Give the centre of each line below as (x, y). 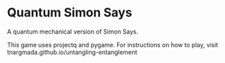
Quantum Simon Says (70, 13)
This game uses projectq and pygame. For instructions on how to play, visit (113, 45)
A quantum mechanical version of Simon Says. (73, 32)
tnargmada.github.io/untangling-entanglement (72, 52)
